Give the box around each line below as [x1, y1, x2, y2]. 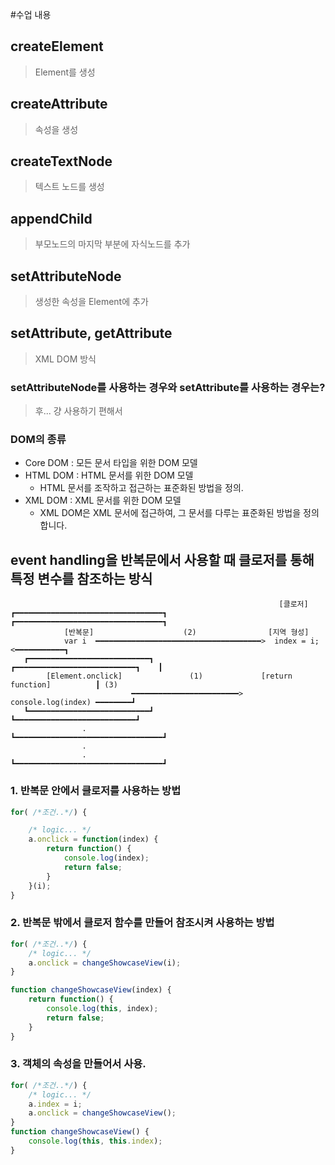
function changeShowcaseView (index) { [10, 985, 172, 995]
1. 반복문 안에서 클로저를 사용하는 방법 [10, 784, 182, 798]
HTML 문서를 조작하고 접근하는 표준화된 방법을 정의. [39, 482, 244, 494]
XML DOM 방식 [34, 353, 97, 365]
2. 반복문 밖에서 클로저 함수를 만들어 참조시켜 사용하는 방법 [10, 916, 275, 930]
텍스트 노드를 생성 [34, 181, 105, 193]
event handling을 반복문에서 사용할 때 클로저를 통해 [10, 551, 315, 568]
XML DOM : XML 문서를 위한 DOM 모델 [24, 494, 182, 507]
